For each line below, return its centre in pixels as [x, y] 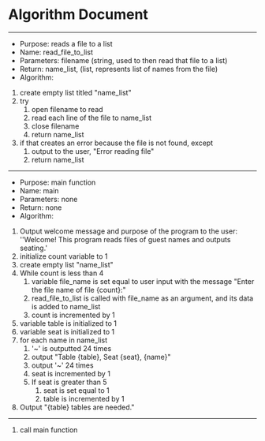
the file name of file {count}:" [78, 290]
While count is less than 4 [62, 273]
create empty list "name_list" [67, 264]
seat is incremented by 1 [71, 373]
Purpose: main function [58, 182]
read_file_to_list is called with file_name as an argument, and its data [142, 298]
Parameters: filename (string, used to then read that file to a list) [123, 60]
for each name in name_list [63, 340]
